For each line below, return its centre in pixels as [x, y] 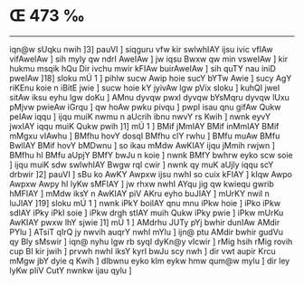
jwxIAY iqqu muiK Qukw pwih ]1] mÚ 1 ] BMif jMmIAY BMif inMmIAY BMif [144, 126]
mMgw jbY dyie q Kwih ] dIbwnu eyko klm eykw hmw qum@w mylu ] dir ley [150, 261]
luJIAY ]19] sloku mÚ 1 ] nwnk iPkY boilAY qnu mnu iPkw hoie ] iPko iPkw [145, 203]
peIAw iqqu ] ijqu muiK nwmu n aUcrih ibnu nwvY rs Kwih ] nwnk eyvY [140, 116]
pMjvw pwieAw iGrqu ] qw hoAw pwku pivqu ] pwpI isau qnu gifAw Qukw [145, 107]
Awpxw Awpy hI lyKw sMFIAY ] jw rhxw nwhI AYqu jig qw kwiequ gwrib [142, 184]
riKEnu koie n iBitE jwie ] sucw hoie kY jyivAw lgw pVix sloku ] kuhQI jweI [145, 88]
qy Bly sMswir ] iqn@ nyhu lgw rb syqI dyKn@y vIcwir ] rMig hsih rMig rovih [151, 242]
